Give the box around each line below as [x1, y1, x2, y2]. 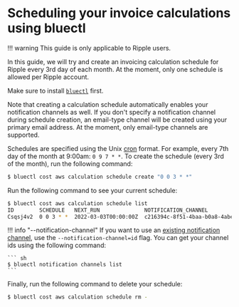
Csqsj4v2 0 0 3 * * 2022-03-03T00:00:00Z [7, 213, 139, 220]
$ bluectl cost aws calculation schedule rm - [7, 293, 148, 301]
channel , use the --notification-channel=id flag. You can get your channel [7, 234, 229, 242]
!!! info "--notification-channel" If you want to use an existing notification [7, 226, 221, 234]
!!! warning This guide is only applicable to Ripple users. [7, 43, 171, 52]
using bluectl [7, 20, 87, 36]
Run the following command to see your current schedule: [7, 186, 178, 194]
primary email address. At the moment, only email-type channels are [7, 123, 208, 131]
